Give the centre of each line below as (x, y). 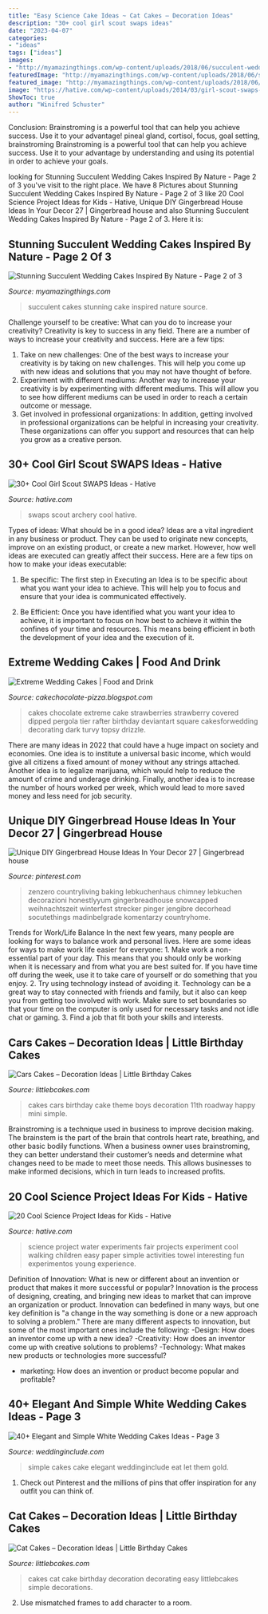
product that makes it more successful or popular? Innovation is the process (134, 1288)
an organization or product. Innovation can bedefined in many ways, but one (134, 1304)
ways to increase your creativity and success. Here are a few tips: (116, 339)
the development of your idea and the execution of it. (107, 637)
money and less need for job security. (71, 795)
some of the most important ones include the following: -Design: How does (132, 1330)
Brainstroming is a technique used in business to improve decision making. (131, 1129)
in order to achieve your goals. (59, 161)
